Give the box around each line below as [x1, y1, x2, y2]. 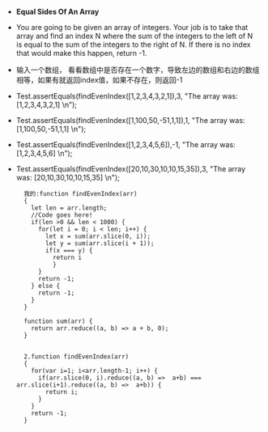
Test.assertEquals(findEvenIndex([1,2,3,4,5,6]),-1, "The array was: [15, 140, 236, 149]
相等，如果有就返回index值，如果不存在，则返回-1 [15, 75, 183, 84]
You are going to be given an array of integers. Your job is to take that [15, 23, 249, 32]
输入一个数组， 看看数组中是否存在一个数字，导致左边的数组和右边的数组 [15, 65, 260, 74]
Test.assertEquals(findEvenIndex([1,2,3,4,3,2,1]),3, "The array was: [15, 91, 238, 100]
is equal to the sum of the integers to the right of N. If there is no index [15, 40, 251, 49]
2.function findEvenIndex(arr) [23, 353, 130, 361]
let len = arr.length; [31, 204, 108, 212]
